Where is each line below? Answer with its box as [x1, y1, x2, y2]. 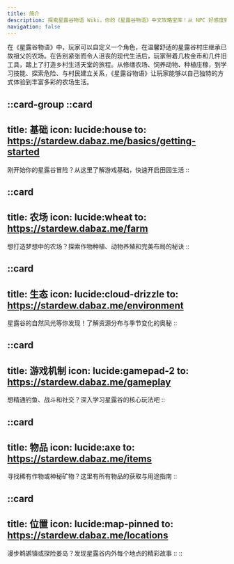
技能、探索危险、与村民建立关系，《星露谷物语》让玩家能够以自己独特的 [13, 69, 218, 77]
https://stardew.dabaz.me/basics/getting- [7, 135, 196, 147]
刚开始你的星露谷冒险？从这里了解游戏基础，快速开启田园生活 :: [7, 165, 190, 174]
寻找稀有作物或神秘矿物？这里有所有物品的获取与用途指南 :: [7, 472, 178, 480]
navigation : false [7, 23, 61, 30]
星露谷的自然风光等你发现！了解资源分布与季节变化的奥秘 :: [7, 318, 178, 327]
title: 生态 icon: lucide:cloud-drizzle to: [7, 288, 179, 300]
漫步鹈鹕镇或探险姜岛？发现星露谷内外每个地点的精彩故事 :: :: [7, 549, 183, 557]
